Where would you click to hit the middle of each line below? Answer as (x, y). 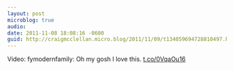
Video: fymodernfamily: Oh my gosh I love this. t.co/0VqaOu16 (96, 59)
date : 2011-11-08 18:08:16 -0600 (56, 33)
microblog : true (31, 20)
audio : (17, 26)
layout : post (26, 14)
